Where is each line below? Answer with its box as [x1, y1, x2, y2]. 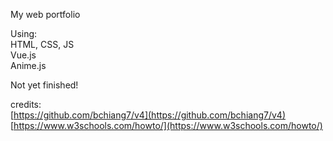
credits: [10, 99, 42, 110]
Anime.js [10, 60, 47, 71]
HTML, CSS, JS [10, 39, 75, 50]
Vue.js [10, 49, 37, 61]
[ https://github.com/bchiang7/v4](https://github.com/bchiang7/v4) [10, 109, 286, 121]
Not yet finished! [10, 79, 79, 91]
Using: [10, 28, 38, 39]
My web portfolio [10, 9, 81, 20]
